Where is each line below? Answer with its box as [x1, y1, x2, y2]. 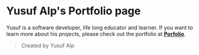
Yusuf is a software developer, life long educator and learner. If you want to [6, 24, 194, 31]
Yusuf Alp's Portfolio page [6, 4, 141, 18]
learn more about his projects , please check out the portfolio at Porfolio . [6, 30, 186, 37]
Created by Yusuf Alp [21, 42, 75, 49]
